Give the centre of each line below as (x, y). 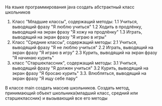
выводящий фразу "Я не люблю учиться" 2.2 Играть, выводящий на (83, 47)
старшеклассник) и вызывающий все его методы (56, 98)
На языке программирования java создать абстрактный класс (70, 7)
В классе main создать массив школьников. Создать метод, (67, 88)
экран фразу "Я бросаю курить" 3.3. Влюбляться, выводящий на (79, 73)
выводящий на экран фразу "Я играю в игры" (59, 37)
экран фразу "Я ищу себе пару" (45, 78)
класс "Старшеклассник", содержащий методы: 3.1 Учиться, (75, 63)
